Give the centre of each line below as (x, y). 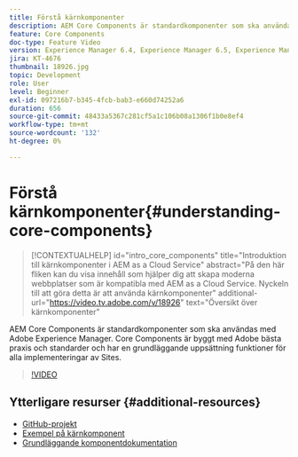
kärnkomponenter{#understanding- (145, 212)
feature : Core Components (57, 34)
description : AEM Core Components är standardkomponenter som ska (134, 26)
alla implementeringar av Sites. (66, 357)
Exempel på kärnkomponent (74, 433)
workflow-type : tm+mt (49, 125)
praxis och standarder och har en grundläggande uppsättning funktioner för (148, 348)
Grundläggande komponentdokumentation (99, 442)
